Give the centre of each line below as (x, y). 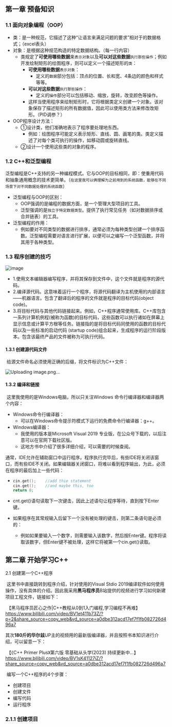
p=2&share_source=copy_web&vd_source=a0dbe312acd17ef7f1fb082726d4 (86, 619)
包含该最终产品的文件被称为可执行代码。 (65, 337)
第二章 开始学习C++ (37, 560)
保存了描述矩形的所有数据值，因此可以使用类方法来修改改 (93, 108)
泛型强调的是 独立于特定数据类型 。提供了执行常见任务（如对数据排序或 (92, 210)
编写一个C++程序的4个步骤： (37, 675)
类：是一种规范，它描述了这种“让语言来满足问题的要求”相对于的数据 (84, 37)
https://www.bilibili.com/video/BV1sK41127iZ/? (54, 658)
